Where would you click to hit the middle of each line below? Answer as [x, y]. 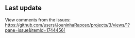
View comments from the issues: [38, 19]
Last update [24, 8]
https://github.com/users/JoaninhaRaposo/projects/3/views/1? [67, 25]
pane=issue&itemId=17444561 [35, 30]
